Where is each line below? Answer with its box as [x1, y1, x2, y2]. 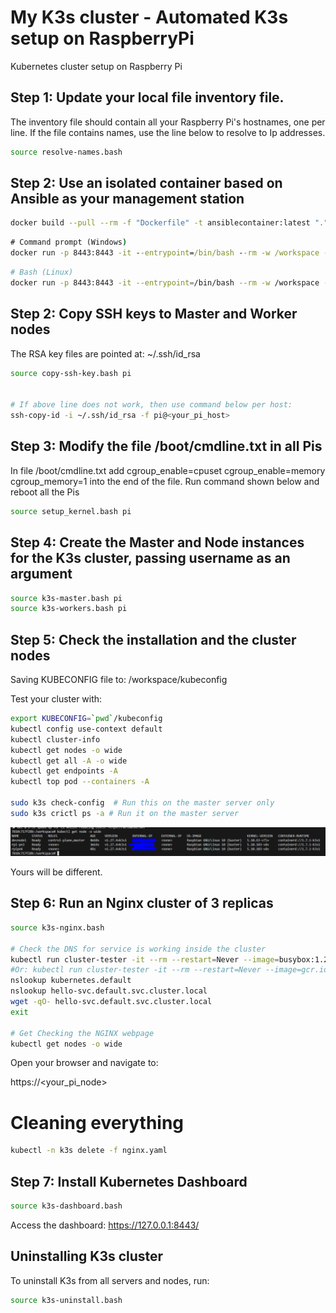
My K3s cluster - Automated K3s [10, 6, 289, 29]
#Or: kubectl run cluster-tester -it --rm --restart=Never [10, 965, 262, 975]
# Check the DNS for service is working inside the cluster [10, 944, 267, 954]
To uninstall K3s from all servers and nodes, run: [10, 1274, 210, 1286]
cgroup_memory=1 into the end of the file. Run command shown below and [10, 475, 320, 487]
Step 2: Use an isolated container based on [10, 175, 283, 192]
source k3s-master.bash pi [10, 593, 123, 603]
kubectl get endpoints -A [10, 766, 118, 776]
